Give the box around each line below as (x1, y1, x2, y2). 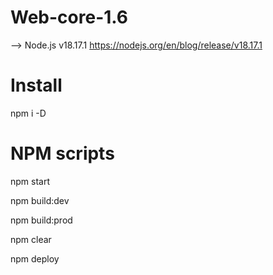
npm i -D (10, 107, 47, 119)
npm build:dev (10, 194, 70, 206)
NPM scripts (10, 142, 115, 165)
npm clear (10, 233, 52, 245)
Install (10, 74, 63, 97)
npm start (10, 175, 51, 187)
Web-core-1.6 (10, 6, 129, 29)
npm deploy (10, 252, 60, 265)
